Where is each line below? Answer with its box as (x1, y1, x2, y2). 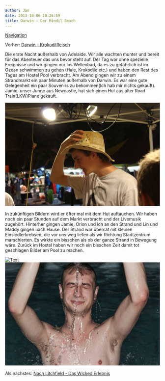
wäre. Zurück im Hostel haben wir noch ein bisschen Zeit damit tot (5, 242, 139, 248)
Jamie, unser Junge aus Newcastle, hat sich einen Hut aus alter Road (5, 88, 146, 94)
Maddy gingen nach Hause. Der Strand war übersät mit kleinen (5, 226, 133, 233)
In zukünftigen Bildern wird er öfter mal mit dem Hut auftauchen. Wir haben (5, 211, 157, 217)
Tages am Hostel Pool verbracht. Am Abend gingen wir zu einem (5, 72, 136, 78)
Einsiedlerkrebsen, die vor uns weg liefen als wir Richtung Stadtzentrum (5, 232, 151, 238)
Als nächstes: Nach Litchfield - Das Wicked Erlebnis (5, 370, 110, 376)
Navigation (5, 32, 27, 38)
